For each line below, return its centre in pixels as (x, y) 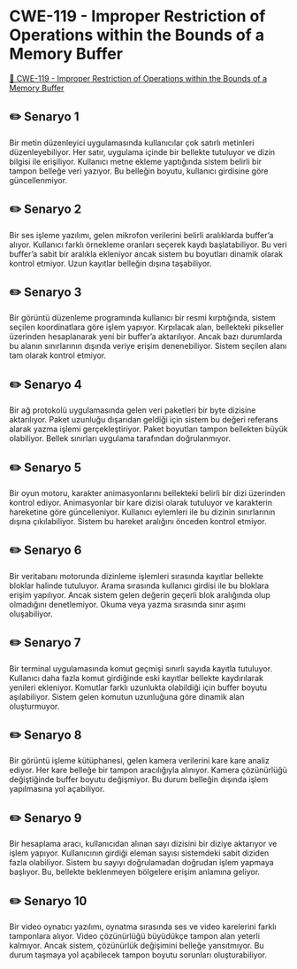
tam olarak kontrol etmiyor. (58, 355)
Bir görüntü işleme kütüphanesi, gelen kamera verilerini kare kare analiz (139, 761)
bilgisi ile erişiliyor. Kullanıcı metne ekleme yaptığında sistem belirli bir (136, 161)
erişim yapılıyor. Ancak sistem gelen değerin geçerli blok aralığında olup (140, 594)
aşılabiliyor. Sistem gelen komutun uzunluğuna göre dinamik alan (127, 696)
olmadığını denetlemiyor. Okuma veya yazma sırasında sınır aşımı (127, 604)
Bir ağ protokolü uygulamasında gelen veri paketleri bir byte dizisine (133, 410)
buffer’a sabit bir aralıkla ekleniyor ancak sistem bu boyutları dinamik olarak (146, 253)
